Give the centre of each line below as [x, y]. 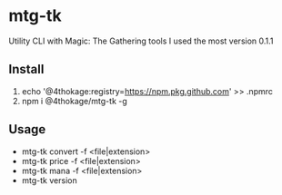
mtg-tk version [50, 180]
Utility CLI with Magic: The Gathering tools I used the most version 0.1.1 [141, 41]
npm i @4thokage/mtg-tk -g [75, 101]
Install [26, 69]
